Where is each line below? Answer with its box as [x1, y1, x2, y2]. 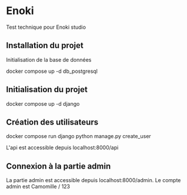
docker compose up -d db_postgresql [6, 68, 98, 75]
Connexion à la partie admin [6, 161, 111, 171]
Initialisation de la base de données [6, 56, 92, 63]
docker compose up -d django [6, 100, 80, 107]
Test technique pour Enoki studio [6, 23, 86, 31]
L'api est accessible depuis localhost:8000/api [6, 144, 119, 151]
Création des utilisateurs [6, 117, 99, 127]
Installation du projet [6, 41, 84, 51]
